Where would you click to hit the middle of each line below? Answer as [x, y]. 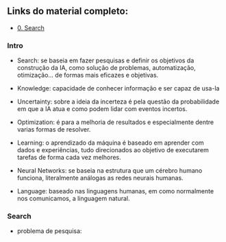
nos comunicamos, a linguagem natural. [73, 199]
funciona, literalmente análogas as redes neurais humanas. [100, 178]
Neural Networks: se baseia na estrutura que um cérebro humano [110, 171]
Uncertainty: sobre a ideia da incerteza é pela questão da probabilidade [118, 101]
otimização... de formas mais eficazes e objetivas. [88, 75]
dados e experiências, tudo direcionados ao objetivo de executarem [113, 150]
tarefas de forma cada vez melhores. [69, 158]
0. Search [30, 27]
